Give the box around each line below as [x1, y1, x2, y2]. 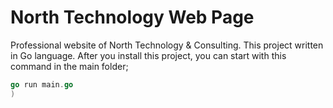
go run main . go [10, 79, 74, 90]
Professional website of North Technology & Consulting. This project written [10, 39, 324, 51]
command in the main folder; [10, 60, 129, 72]
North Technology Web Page [10, 6, 255, 29]
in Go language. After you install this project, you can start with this [10, 49, 287, 61]
